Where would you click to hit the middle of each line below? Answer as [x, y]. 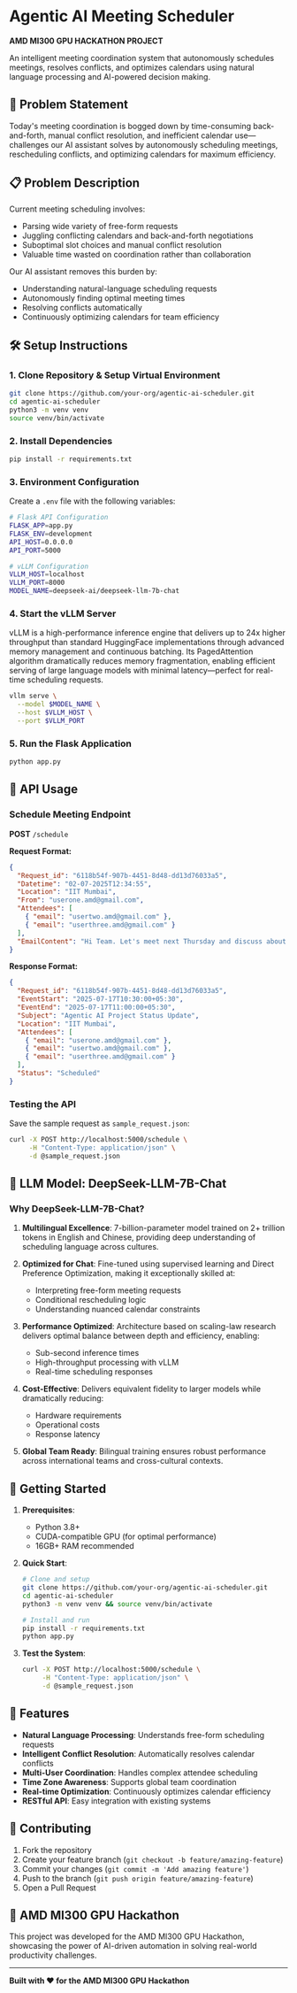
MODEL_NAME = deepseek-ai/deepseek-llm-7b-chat [94, 591]
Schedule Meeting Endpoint [70, 814]
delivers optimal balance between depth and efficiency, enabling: [141, 1336]
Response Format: [43, 966]
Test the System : [53, 1653]
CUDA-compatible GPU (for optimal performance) [126, 1536]
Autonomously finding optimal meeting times [103, 297]
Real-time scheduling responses [94, 1372]
